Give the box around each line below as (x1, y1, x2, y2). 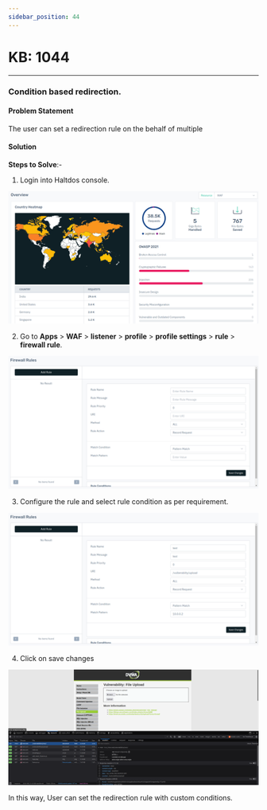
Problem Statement (8, 106, 74, 115)
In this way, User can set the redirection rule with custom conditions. (8, 793, 233, 803)
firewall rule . (19, 340, 63, 350)
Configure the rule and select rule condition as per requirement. (19, 496, 229, 506)
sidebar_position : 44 (8, 13, 80, 21)
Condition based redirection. (8, 86, 122, 97)
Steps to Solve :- (8, 159, 63, 169)
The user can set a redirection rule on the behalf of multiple (8, 123, 203, 133)
